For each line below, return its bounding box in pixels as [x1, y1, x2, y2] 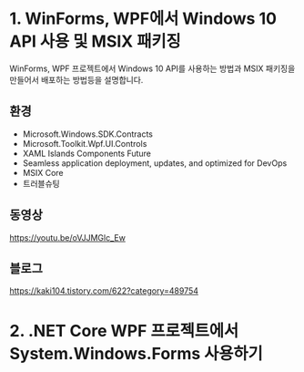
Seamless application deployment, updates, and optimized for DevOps [22, 157, 288, 169]
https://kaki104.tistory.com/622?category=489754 [9, 285, 198, 296]
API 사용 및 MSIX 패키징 [9, 31, 181, 52]
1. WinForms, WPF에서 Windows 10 [9, 8, 278, 29]
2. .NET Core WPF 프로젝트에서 [9, 320, 239, 341]
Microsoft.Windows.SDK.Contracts [22, 129, 153, 139]
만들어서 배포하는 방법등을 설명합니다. [9, 74, 144, 85]
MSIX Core [22, 167, 64, 178]
